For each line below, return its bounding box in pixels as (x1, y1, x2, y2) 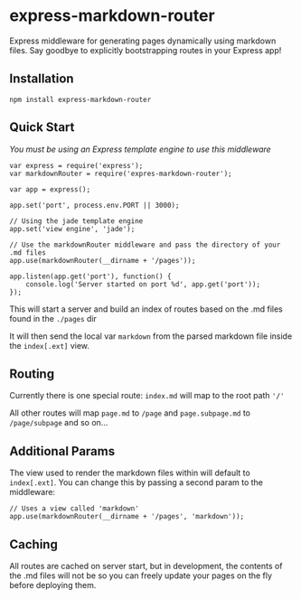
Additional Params (9, 444, 116, 459)
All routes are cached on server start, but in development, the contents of (9, 561, 283, 571)
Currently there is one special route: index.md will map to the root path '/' (9, 390, 285, 401)
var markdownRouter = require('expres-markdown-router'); (9, 169, 232, 178)
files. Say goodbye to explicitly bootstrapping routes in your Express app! (9, 44, 282, 55)
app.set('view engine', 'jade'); (9, 224, 136, 233)
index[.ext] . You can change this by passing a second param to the (9, 477, 264, 488)
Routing (9, 366, 55, 381)
